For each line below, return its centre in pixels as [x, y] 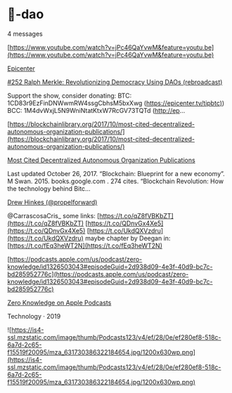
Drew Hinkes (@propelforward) [52, 202]
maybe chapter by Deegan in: [128, 238]
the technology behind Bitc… [49, 188]
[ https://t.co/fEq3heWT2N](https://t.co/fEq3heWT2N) [85, 246]
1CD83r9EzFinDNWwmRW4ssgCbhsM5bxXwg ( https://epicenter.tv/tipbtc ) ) [116, 103]
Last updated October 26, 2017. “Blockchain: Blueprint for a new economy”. [116, 173]
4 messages [25, 34]
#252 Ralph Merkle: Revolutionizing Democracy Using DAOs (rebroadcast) [115, 82]
